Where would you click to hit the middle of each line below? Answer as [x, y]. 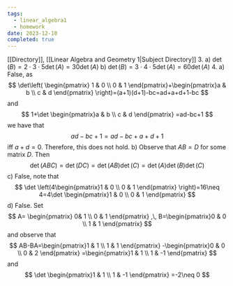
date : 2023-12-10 [32, 33]
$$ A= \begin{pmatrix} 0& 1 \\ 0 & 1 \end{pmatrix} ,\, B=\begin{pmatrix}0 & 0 [117, 216]
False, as [20, 75]
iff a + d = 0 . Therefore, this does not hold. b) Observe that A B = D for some [117, 147]
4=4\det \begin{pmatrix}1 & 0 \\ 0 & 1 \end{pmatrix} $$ [117, 195]
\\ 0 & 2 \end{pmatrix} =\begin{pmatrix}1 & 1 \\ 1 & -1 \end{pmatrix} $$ [117, 253]
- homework [29, 27]
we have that [26, 126]
